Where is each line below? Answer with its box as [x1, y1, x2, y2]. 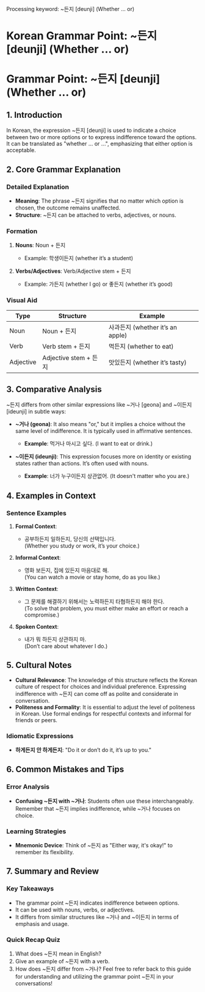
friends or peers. [15, 716, 58, 723]
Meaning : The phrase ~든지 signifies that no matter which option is [15, 197, 184, 205]
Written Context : [15, 585, 59, 592]
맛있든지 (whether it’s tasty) [109, 358, 187, 367]
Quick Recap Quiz [6, 935, 60, 944]
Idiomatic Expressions [6, 731, 74, 740]
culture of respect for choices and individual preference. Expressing [15, 682, 187, 690]
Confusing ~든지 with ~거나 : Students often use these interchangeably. [15, 797, 194, 805]
